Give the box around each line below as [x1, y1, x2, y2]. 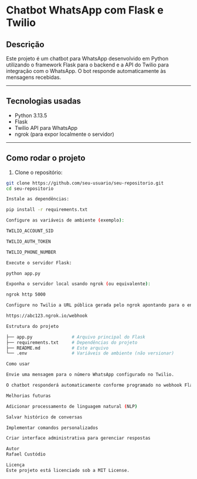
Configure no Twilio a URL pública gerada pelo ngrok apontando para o [6, 302, 185, 309]
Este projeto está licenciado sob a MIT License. [6, 467, 130, 473]
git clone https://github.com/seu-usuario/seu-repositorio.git [6, 180, 164, 186]
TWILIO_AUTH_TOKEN [6, 239, 51, 244]
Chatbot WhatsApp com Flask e [6, 4, 164, 17]
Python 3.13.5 [14, 112, 47, 119]
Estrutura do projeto [6, 323, 59, 329]
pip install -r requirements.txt [6, 207, 88, 213]
